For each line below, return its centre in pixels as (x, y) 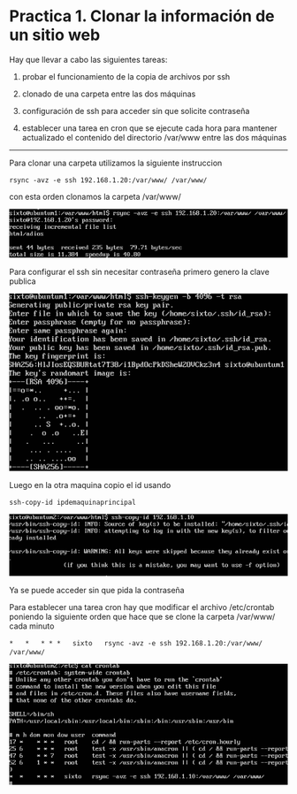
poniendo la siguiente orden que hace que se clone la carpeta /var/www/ (142, 617)
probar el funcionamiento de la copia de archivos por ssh (126, 76)
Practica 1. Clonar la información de (142, 16)
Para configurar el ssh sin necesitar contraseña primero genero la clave (139, 272)
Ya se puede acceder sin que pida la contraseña (97, 591)
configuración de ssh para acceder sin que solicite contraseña (136, 111)
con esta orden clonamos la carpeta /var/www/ (95, 196)
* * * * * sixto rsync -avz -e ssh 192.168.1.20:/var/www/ (136, 644)
